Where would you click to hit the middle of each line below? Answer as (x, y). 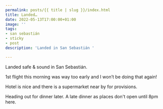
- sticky (15, 39)
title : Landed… (21, 15)
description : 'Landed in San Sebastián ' (50, 48)
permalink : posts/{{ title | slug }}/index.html (58, 10)
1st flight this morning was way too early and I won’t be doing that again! (81, 76)
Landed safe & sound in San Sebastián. (46, 67)
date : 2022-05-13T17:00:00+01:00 (41, 19)
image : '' (16, 24)
